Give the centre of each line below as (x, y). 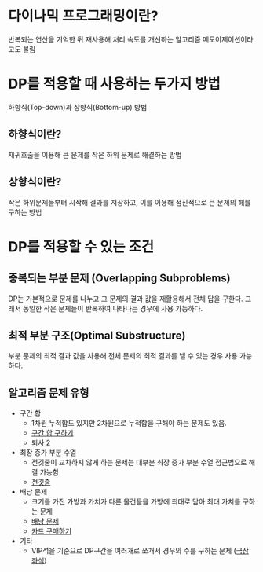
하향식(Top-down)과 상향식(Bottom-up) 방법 (78, 107)
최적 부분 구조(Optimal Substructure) (97, 335)
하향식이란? (35, 134)
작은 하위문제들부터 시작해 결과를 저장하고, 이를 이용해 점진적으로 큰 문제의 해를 (130, 202)
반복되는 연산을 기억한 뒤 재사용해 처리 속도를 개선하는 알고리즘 (105, 39)
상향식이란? (35, 182)
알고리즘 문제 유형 (49, 392)
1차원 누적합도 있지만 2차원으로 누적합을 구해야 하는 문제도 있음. (129, 423)
